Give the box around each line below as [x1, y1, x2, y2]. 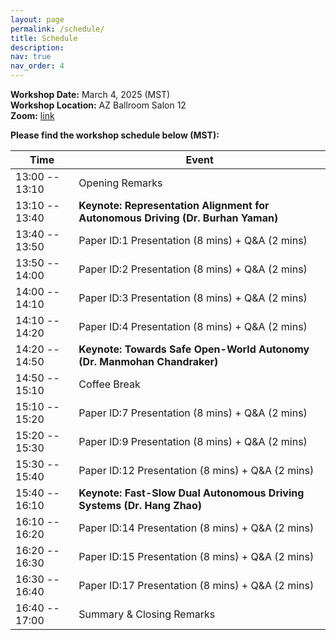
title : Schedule [10, 33, 78, 43]
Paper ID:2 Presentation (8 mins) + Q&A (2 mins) [78, 262, 308, 276]
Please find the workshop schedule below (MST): [10, 129, 220, 141]
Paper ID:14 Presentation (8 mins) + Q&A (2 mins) [78, 521, 315, 535]
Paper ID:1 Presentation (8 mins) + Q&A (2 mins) [78, 234, 308, 247]
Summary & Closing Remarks [78, 607, 216, 621]
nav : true [10, 52, 52, 62]
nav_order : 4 [10, 61, 65, 71]
